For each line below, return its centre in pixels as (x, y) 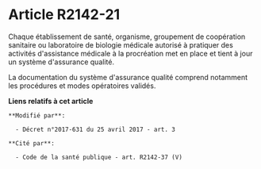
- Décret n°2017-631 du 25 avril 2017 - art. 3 (96, 129)
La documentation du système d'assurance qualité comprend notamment (128, 77)
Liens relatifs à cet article (51, 101)
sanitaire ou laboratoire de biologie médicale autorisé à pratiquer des (121, 44)
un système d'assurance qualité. (61, 62)
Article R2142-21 (64, 15)
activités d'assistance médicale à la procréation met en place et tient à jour (130, 53)
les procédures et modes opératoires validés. (82, 86)
